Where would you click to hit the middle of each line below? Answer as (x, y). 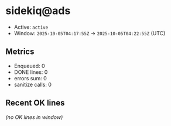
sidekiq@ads (38, 11)
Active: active (31, 27)
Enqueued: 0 (29, 66)
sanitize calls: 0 (33, 84)
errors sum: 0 (30, 78)
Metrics (20, 52)
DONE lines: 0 (31, 72)
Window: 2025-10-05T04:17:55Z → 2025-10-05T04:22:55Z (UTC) (90, 33)
